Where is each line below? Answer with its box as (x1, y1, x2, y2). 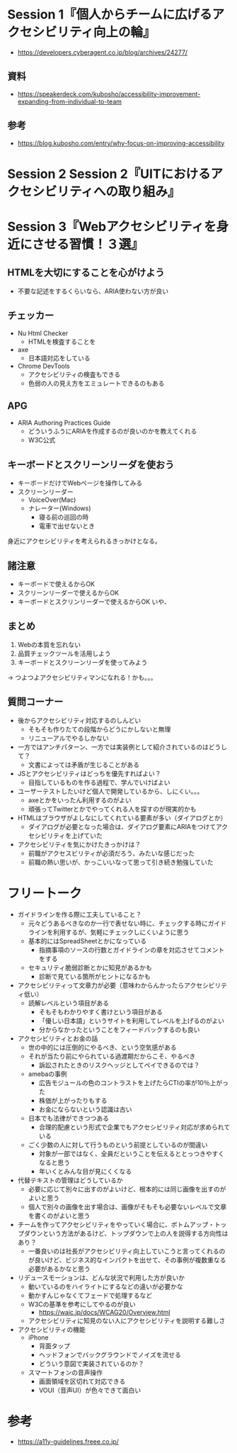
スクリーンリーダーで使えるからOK (17, 589, 119, 597)
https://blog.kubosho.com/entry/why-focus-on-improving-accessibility (17, 139, 225, 147)
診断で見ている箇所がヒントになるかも (38, 972, 151, 980)
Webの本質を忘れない (17, 640, 81, 649)
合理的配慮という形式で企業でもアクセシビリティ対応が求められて (38, 1123, 231, 1131)
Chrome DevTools (17, 361, 70, 370)
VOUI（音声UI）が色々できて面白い (38, 1386, 141, 1394)
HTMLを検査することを (28, 337, 96, 346)
